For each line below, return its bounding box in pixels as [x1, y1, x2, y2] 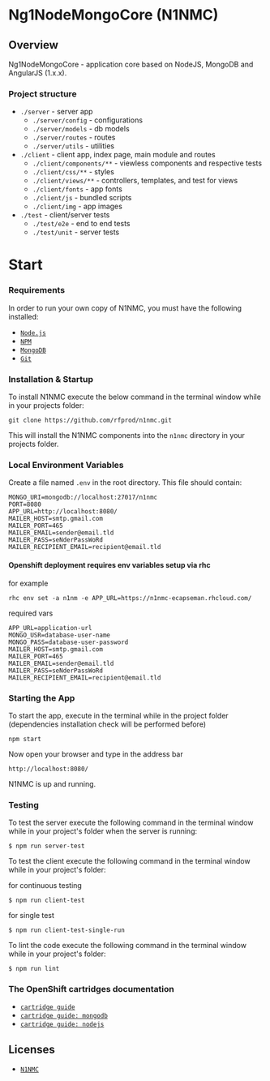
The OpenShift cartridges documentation [8, 984, 174, 995]
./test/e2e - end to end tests [32, 219, 131, 229]
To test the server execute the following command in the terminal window [8, 817, 254, 828]
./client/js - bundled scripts [32, 193, 132, 203]
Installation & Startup [8, 373, 94, 384]
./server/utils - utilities [32, 141, 115, 151]
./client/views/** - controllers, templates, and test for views [32, 176, 238, 186]
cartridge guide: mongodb [19, 1012, 108, 1020]
